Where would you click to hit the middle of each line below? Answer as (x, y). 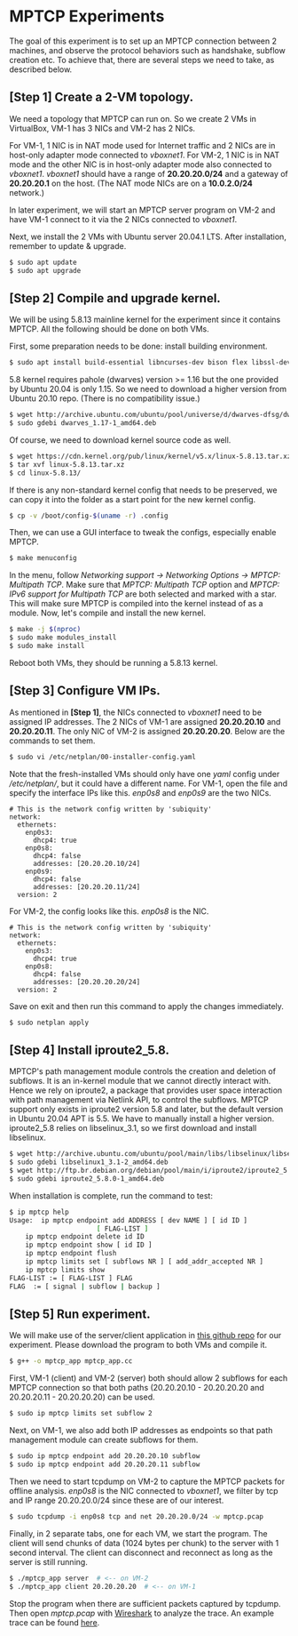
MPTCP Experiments (87, 16)
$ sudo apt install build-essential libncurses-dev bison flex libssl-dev (150, 363)
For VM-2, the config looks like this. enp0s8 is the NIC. (109, 911)
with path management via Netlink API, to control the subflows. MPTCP (139, 1100)
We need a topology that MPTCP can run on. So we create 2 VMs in (133, 118)
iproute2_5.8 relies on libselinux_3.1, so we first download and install (133, 1128)
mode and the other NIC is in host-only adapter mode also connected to (141, 164)
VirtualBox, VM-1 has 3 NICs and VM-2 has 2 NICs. (102, 128)
